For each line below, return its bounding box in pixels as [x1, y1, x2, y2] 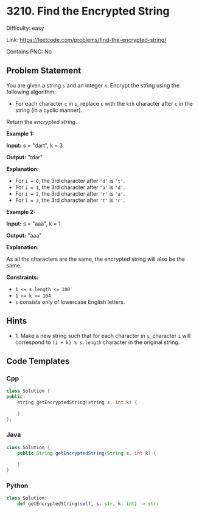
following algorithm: [6, 88, 56, 95]
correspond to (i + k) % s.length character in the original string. [15, 339, 180, 346]
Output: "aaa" [6, 232, 42, 239]
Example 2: [6, 208, 35, 215]
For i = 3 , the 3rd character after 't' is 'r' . [15, 196, 125, 204]
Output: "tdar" [6, 153, 43, 160]
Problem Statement [6, 66, 82, 76]
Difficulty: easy [6, 24, 44, 32]
